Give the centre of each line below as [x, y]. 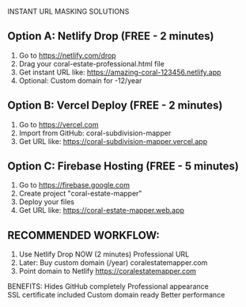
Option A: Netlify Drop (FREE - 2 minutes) [111, 36]
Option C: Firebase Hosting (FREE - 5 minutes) [123, 167]
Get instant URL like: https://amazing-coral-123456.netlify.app [120, 72]
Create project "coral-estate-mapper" [80, 194]
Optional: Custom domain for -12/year [80, 80]
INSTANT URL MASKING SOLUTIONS [68, 11]
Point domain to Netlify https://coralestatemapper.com [108, 271]
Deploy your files [46, 202]
